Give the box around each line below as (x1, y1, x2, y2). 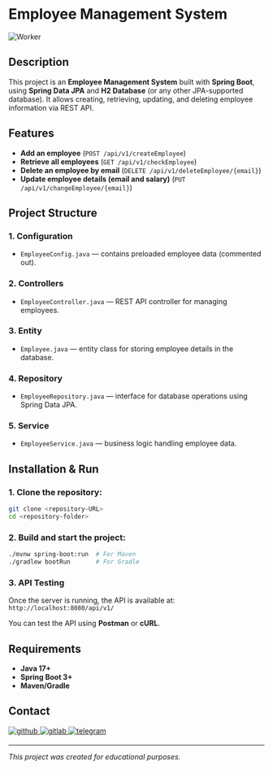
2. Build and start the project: (8, 532, 126, 543)
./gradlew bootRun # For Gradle (8, 558, 140, 566)
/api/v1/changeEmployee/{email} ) (19, 182, 132, 192)
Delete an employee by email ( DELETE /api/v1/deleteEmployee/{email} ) (19, 165, 262, 175)
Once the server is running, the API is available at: (8, 595, 175, 606)
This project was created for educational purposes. (8, 751, 181, 761)
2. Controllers (8, 278, 64, 289)
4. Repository (8, 372, 63, 384)
